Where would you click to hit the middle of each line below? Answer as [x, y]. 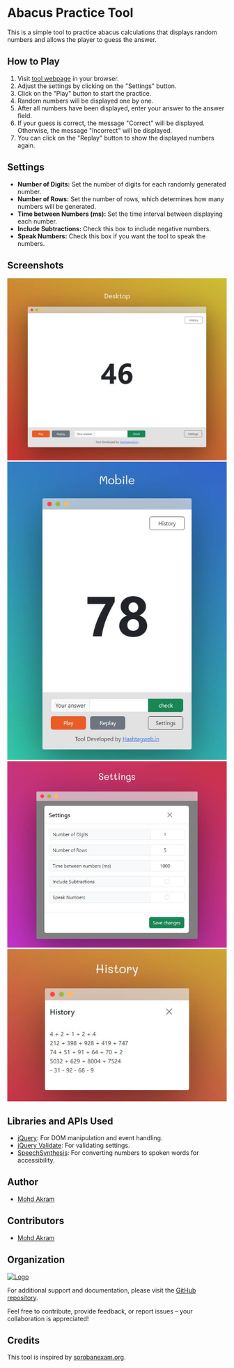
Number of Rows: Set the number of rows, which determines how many [120, 199]
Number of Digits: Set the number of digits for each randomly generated [122, 184]
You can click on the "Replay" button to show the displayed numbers [116, 138]
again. [26, 145]
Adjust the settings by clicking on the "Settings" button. [97, 86]
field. [25, 115]
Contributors [36, 1221]
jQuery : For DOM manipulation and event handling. [90, 1138]
